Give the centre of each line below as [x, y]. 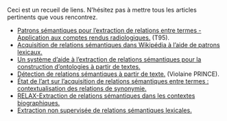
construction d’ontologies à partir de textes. [79, 67]
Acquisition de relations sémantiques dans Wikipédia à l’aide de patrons [119, 45]
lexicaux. [30, 52]
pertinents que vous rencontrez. [52, 17]
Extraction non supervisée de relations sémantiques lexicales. [104, 110]
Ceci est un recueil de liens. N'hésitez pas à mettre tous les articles [102, 10]
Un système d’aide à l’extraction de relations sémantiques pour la [109, 59]
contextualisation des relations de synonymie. [82, 89]
